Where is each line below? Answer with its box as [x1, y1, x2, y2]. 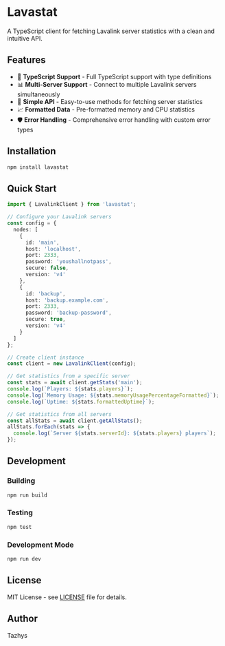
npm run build [7, 492, 48, 499]
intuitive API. [7, 34, 43, 42]
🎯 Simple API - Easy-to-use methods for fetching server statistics [16, 97, 203, 105]
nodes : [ [13, 226, 38, 233]
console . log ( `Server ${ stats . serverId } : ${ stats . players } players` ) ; [13, 430, 217, 437]
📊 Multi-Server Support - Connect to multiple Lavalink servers [16, 80, 197, 88]
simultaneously [16, 90, 60, 98]
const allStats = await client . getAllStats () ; [7, 417, 143, 424]
